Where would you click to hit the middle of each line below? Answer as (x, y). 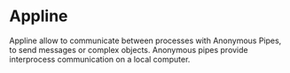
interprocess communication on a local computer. (100, 59)
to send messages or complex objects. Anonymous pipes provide (129, 49)
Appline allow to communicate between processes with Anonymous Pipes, (145, 40)
